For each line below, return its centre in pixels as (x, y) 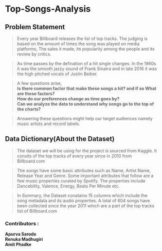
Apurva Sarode (21, 234)
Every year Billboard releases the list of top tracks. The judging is (82, 38)
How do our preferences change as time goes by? (68, 99)
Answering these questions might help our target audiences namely (85, 118)
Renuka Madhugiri (24, 239)
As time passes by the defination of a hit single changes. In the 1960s (87, 63)
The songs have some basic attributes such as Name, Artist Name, (84, 170)
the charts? (29, 109)
